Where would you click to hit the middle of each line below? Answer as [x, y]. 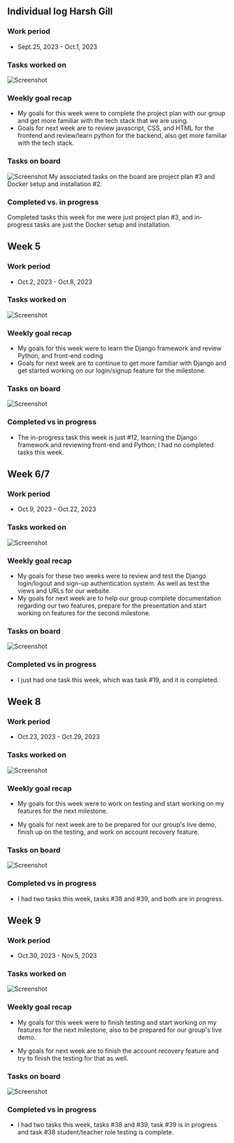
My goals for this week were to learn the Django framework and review [119, 348]
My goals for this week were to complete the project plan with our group [121, 113]
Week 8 [24, 702]
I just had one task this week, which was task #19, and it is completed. [118, 680]
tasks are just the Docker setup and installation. [103, 224]
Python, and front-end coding [60, 356]
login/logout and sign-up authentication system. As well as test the [114, 584]
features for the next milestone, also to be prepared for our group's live [119, 1030]
